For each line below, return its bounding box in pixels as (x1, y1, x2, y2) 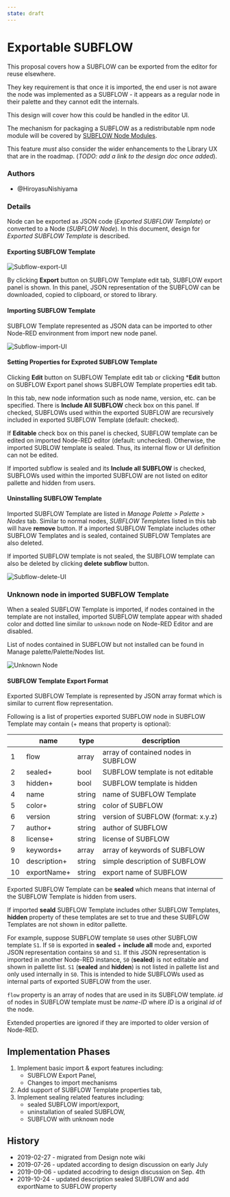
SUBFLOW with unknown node (27, 1115, 114, 1124)
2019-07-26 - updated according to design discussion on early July (16, 1161, 209, 1169)
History (7, 1135, 40, 1146)
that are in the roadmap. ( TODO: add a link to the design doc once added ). (7, 152, 218, 160)
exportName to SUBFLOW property (16, 1183, 117, 1191)
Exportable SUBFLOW (7, 39, 133, 55)
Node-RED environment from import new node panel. (7, 329, 157, 337)
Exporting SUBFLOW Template (7, 248, 96, 256)
